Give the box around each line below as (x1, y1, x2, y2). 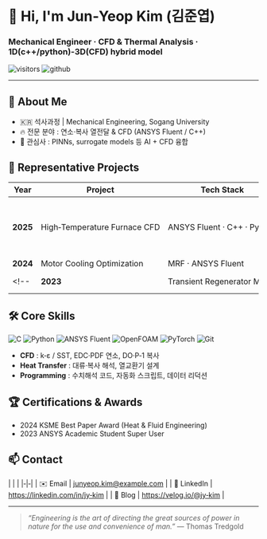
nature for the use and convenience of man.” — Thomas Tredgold (27, 521, 244, 531)
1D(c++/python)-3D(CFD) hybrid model (8, 46, 163, 57)
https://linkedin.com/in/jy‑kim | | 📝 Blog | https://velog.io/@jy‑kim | (8, 490, 225, 499)
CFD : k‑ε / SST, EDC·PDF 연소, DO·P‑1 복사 (19, 351, 160, 360)
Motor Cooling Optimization (41, 258, 144, 269)
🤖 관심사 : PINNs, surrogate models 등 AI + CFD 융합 (19, 137, 188, 147)
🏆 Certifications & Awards (8, 395, 143, 409)
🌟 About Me (8, 95, 68, 108)
